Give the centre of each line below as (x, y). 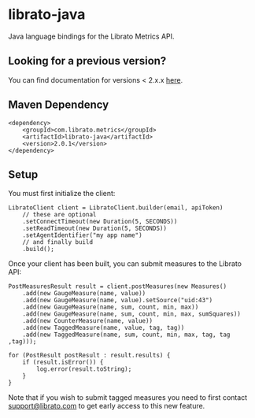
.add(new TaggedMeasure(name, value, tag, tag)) (103, 328)
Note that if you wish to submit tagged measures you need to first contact (128, 398)
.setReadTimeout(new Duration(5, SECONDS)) (95, 229)
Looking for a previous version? (87, 61)
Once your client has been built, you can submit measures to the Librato (125, 264)
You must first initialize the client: (62, 194)
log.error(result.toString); (84, 369)
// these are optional (59, 215)
